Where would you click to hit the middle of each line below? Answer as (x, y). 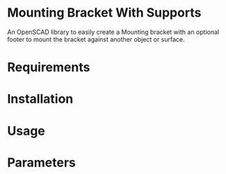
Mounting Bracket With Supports (104, 13)
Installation (40, 99)
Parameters (42, 163)
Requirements (49, 68)
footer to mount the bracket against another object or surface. (96, 39)
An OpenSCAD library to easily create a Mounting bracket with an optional (113, 32)
